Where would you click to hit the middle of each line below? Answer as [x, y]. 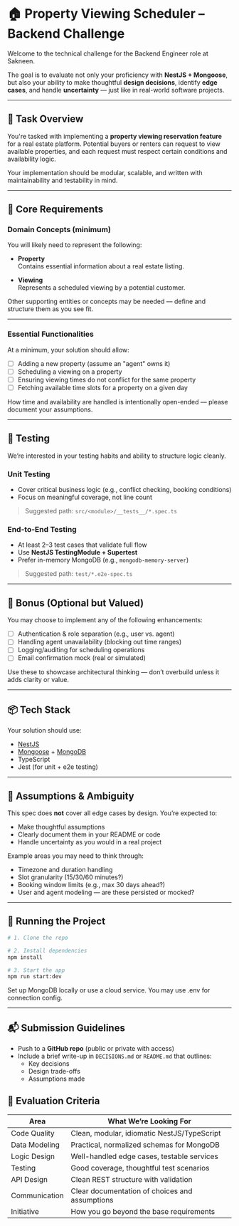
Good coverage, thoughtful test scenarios [140, 1168]
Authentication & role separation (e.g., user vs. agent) [96, 634]
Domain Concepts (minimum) [59, 230]
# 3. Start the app [36, 970]
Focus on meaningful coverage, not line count [85, 497]
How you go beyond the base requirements [143, 1211]
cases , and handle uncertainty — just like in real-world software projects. [116, 90]
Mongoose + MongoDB [52, 752]
